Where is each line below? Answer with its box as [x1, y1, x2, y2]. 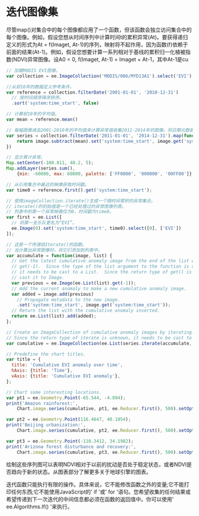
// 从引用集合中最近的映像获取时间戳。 [6, 181, 89, 187]
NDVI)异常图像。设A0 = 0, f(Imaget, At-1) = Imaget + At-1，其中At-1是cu [13, 56, 188, 63]
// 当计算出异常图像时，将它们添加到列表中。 [6, 247, 102, 253]
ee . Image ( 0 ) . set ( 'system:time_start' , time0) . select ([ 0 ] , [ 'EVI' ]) [11, 226, 182, 232]
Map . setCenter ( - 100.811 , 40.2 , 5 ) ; [6, 160, 94, 166]
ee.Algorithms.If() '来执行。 [6, 503, 73, 510]
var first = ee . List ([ [6, 214, 62, 220]
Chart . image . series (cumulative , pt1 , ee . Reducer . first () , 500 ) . [17, 406, 179, 412]
